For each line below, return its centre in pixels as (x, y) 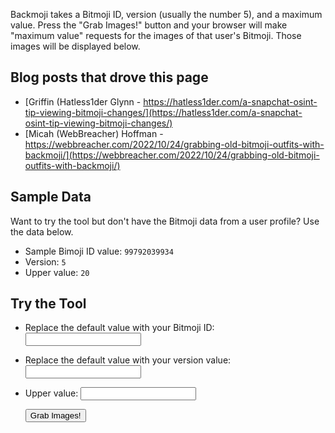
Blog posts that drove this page (109, 77)
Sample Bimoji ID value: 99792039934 (99, 251)
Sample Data (51, 197)
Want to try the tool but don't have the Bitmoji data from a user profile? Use (165, 221)
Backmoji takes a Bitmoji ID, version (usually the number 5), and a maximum (166, 14)
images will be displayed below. (75, 46)
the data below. (42, 231)
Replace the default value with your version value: (128, 360)
